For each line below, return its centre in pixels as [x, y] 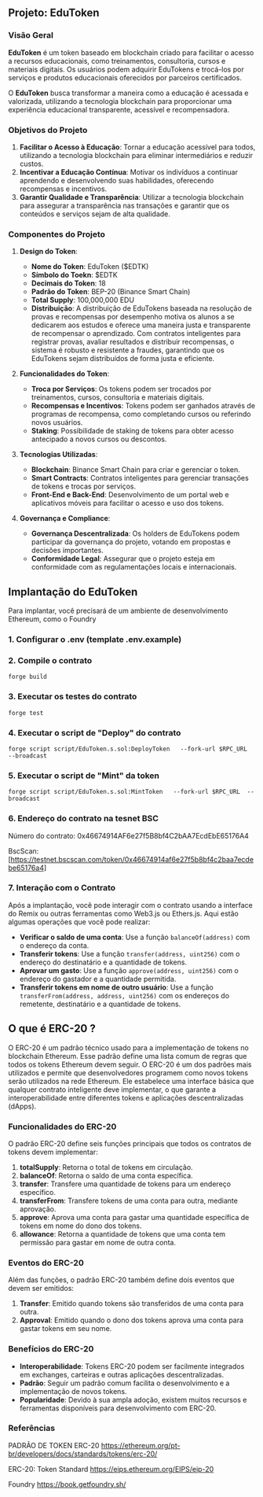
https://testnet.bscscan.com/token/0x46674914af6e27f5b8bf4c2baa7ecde [132, 859]
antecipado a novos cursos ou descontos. [99, 439]
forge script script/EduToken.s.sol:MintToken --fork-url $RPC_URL [124, 792]
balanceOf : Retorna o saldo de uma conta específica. [106, 1175]
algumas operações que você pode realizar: [79, 922]
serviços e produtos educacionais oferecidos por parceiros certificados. [125, 77]
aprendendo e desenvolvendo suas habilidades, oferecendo [117, 180]
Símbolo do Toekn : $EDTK [74, 275]
